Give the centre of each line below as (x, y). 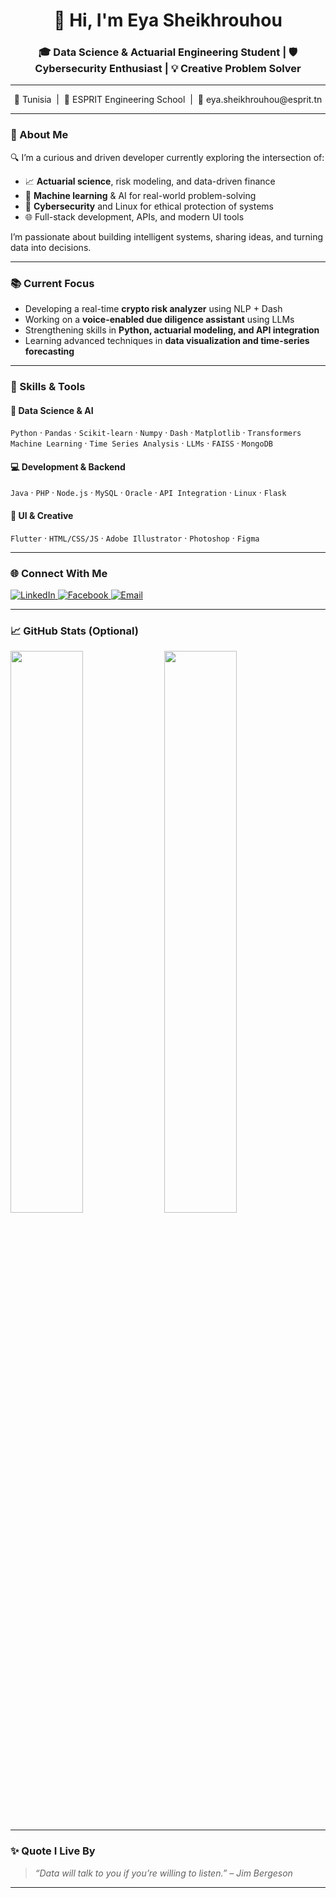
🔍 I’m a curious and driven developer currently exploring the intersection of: (167, 157)
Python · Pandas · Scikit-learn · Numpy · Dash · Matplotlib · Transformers (156, 433)
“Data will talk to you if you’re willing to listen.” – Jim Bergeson (163, 1873)
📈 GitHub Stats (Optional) (74, 631)
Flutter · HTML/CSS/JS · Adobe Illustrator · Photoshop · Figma (135, 538)
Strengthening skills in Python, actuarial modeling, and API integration (172, 330)
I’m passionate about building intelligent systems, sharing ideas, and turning (167, 236)
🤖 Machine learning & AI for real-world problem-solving (140, 195)
